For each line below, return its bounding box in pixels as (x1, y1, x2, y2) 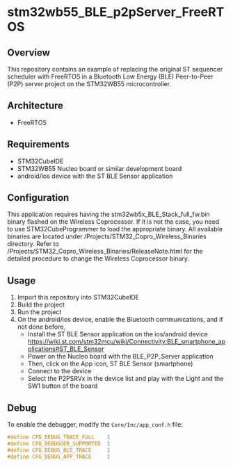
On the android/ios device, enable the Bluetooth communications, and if (17, 316, 224, 324)
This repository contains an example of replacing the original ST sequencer (7, 65, 223, 73)
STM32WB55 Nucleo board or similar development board (17, 164, 182, 172)
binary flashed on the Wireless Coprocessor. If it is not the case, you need (7, 218, 220, 226)
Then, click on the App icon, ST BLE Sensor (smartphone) (27, 359, 193, 368)
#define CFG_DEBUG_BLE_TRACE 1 (7, 446, 111, 454)
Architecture (7, 100, 64, 112)
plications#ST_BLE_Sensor (27, 345, 104, 353)
